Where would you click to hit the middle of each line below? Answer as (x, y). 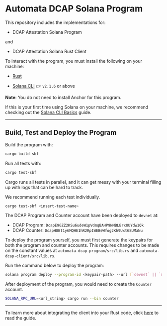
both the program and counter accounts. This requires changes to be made (82, 245)
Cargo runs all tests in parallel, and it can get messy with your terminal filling (83, 182)
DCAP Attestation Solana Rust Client (49, 51)
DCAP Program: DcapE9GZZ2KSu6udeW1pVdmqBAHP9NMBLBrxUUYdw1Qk (78, 225)
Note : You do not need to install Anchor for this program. (63, 97)
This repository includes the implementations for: (55, 22)
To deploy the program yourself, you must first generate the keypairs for (79, 240)
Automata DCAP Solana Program (74, 9)
